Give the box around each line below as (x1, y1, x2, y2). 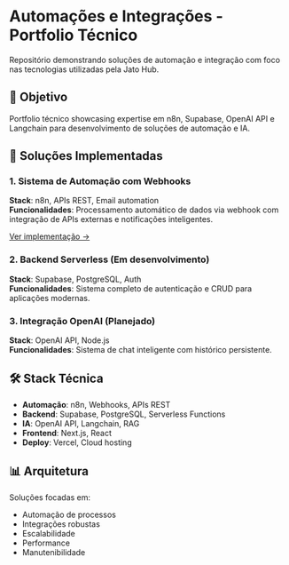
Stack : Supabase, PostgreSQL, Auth (9, 274, 142, 284)
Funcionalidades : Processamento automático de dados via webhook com (9, 204, 279, 215)
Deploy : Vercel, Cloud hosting (21, 437, 132, 448)
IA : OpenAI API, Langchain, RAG (21, 418, 140, 428)
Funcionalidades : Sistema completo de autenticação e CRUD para (9, 282, 253, 294)
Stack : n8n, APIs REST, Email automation (9, 195, 160, 206)
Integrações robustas (21, 518, 100, 529)
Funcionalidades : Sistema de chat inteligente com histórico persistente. (9, 345, 272, 355)
